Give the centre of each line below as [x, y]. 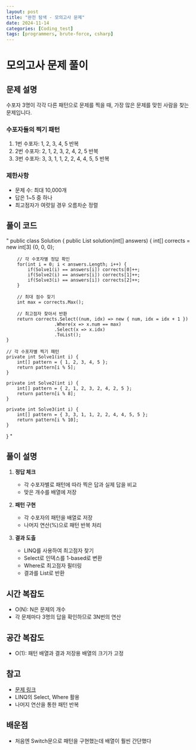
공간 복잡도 [25, 638]
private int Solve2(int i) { [42, 383]
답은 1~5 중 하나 [33, 197]
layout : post [22, 12]
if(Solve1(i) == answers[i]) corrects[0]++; [84, 269]
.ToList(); [68, 335]
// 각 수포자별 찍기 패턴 [33, 351]
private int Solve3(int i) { [42, 409]
